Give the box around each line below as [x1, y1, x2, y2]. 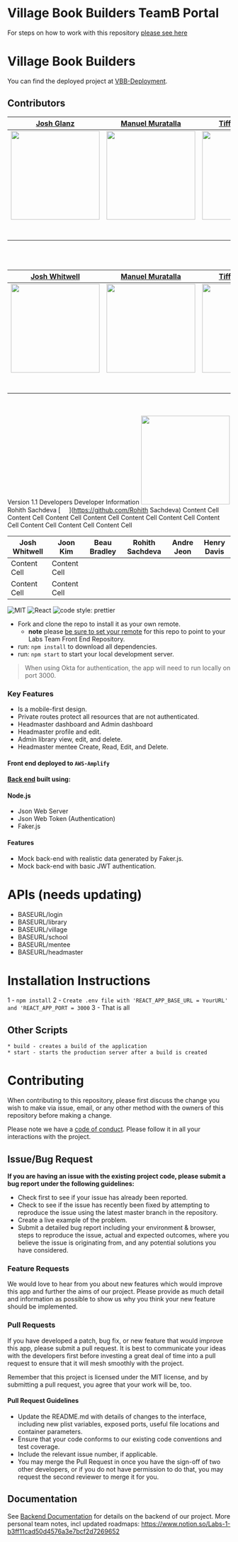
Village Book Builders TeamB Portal [7, 5, 220, 21]
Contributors [7, 97, 66, 109]
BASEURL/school [17, 932, 69, 941]
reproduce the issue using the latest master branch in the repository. [17, 1208, 218, 1217]
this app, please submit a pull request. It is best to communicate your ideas [7, 1343, 227, 1353]
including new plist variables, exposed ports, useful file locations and [17, 1419, 220, 1428]
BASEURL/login [17, 910, 63, 918]
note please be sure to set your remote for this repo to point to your [28, 627, 226, 636]
